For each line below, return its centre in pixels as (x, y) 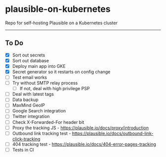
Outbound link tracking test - (41, 133)
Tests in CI (23, 150)
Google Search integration (39, 111)
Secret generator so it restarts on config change (61, 72)
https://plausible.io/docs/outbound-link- (113, 133)
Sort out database (31, 60)
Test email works (29, 77)
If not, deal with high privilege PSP (55, 89)
